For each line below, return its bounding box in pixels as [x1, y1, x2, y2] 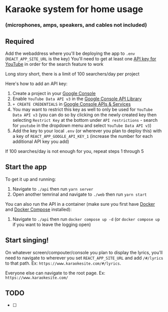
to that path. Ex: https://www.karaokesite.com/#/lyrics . [5, 260, 121, 266]
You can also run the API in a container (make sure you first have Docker [5, 201, 155, 207]
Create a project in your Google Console [12, 90, 96, 96]
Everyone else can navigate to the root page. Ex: [5, 270, 105, 276]
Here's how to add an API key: [5, 81, 68, 87]
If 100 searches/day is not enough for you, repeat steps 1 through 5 [5, 148, 144, 154]
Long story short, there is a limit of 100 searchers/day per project [5, 70, 140, 76]
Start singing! [5, 236, 49, 245]
